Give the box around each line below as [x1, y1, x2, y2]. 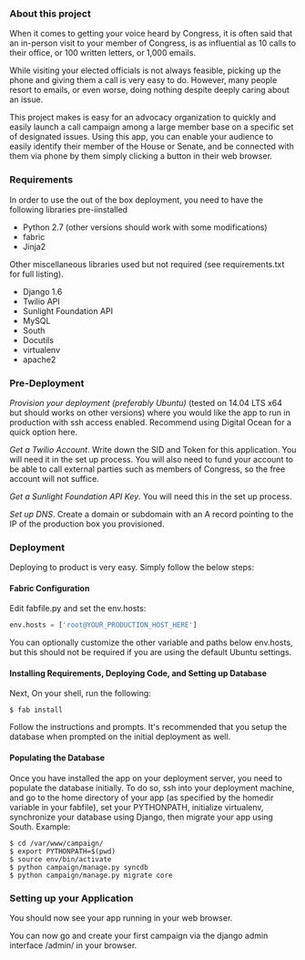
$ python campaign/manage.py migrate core [9, 871, 173, 880]
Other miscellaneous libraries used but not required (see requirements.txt [9, 258, 285, 269]
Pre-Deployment [9, 377, 85, 390]
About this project [9, 7, 91, 20]
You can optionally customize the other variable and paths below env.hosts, [9, 637, 293, 648]
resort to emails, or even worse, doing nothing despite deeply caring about [9, 85, 290, 96]
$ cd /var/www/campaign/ [9, 839, 104, 848]
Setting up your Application [9, 892, 134, 904]
